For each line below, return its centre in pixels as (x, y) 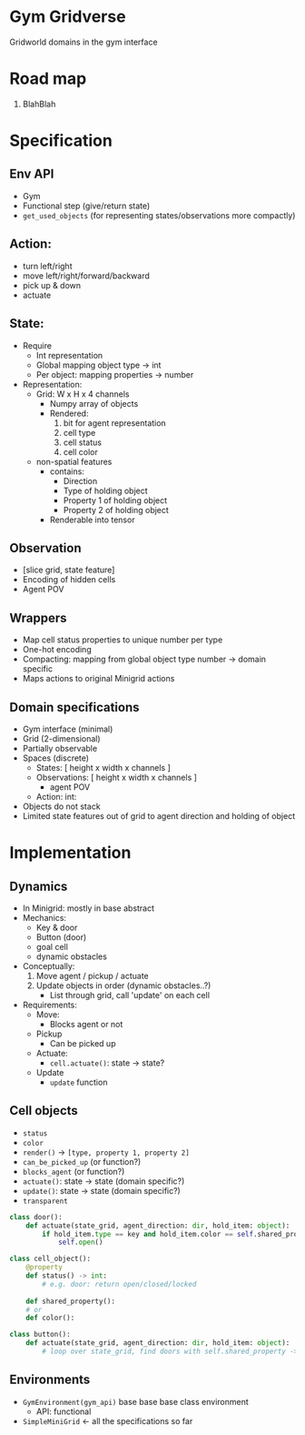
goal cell (52, 946)
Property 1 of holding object (115, 500)
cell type (79, 432)
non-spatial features (74, 461)
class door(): (36, 1217)
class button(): (40, 1335)
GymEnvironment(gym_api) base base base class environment (136, 1401)
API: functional (64, 1411)
